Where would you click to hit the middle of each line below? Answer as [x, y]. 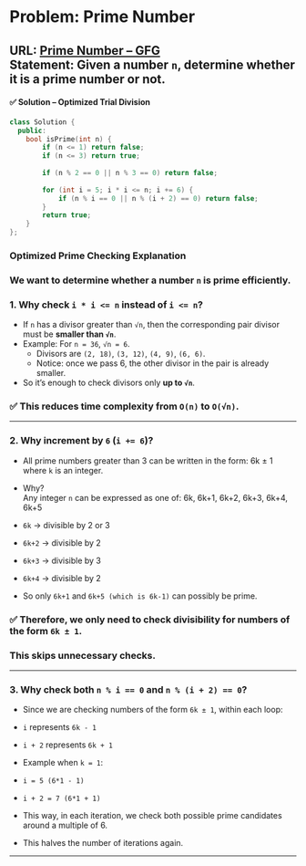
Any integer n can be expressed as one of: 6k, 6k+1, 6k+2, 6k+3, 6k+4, [155, 497]
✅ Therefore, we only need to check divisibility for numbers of [150, 620]
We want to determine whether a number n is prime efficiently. [150, 280]
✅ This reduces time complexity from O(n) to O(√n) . [124, 406]
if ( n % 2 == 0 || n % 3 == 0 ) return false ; [130, 173]
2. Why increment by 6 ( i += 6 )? [82, 441]
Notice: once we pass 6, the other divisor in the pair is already [153, 363]
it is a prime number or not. [87, 79]
